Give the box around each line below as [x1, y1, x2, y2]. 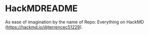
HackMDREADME [5, 3, 78, 14]
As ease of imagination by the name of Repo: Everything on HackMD [5, 19, 144, 25]
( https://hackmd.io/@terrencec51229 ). [5, 24, 83, 30]
